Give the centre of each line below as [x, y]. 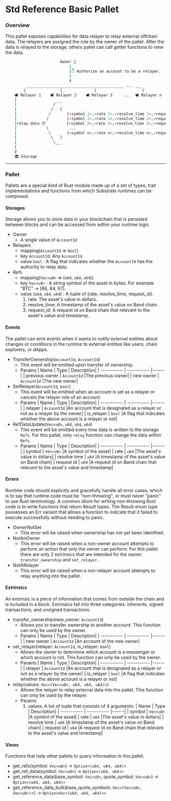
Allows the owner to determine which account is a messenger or [88, 652]
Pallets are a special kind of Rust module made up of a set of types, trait [81, 185]
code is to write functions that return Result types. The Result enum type [81, 506]
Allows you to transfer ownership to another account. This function [90, 625]
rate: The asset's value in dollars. [63, 299]
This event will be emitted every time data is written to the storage [90, 430]
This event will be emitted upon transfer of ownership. [77, 364]
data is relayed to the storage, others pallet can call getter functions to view [84, 47]
